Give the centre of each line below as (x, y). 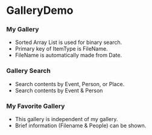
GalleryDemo (40, 11)
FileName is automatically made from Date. (68, 55)
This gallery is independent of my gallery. (66, 119)
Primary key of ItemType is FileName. (61, 49)
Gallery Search (29, 71)
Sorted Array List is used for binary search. (68, 42)
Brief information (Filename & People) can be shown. (81, 126)
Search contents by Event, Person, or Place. (70, 84)
